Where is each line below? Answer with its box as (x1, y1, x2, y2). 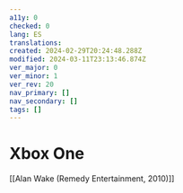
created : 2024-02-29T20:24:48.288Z (9, 47, 143, 56)
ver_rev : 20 (9, 80, 54, 89)
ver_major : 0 (9, 64, 58, 73)
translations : (9, 38, 63, 48)
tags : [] (9, 105, 42, 114)
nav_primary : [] (9, 88, 70, 97)
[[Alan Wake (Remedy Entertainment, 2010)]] (9, 173, 175, 184)
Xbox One (9, 144, 85, 164)
